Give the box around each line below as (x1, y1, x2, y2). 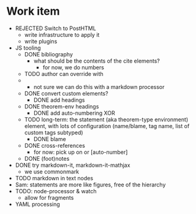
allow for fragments (24, 194, 74, 201)
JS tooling (15, 44, 41, 52)
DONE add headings (33, 96, 85, 104)
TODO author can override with (24, 70, 104, 77)
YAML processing (15, 201, 60, 208)
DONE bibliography (24, 50, 73, 58)
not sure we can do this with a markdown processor (33, 83, 165, 90)
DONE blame (33, 135, 66, 142)
